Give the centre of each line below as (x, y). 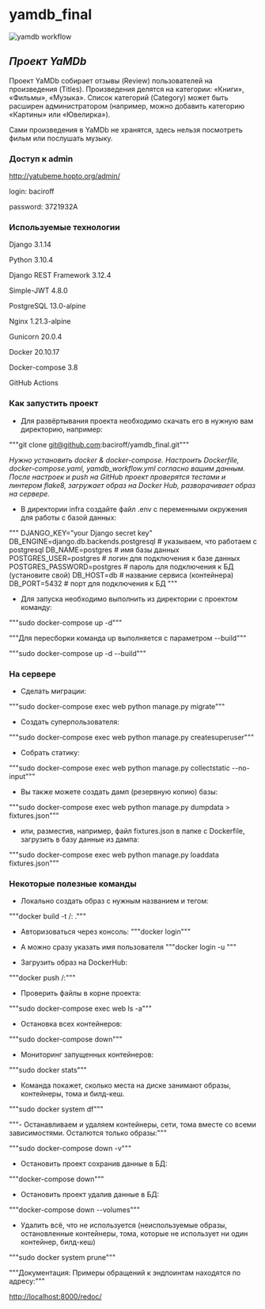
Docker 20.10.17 (34, 352)
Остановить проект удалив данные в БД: (90, 1195)
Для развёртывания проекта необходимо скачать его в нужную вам (137, 420)
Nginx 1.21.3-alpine (40, 321)
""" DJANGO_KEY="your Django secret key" (81, 532)
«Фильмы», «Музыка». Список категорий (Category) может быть (119, 98)
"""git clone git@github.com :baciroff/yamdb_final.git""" (99, 444)
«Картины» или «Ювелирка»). (60, 114)
